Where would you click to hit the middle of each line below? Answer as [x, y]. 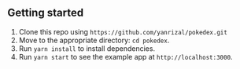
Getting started [46, 13]
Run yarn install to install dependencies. [87, 48]
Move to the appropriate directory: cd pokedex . [94, 40]
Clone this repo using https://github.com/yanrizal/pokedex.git [123, 31]
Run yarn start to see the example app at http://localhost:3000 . [126, 56]
